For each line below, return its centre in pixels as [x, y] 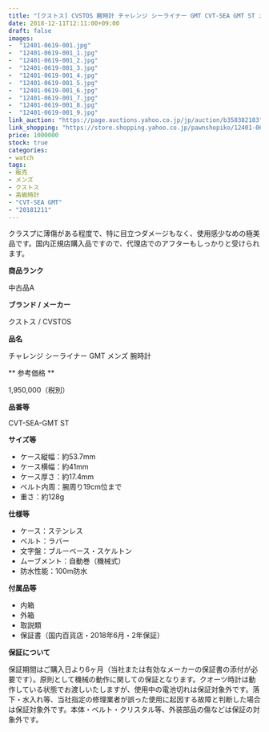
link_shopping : [34, 128]
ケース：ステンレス [52, 531]
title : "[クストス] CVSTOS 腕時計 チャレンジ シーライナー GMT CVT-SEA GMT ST [132, 16]
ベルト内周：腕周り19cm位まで [71, 487]
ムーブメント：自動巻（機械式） [72, 561]
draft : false [30, 31]
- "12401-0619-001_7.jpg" [53, 98]
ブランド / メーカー [40, 305]
